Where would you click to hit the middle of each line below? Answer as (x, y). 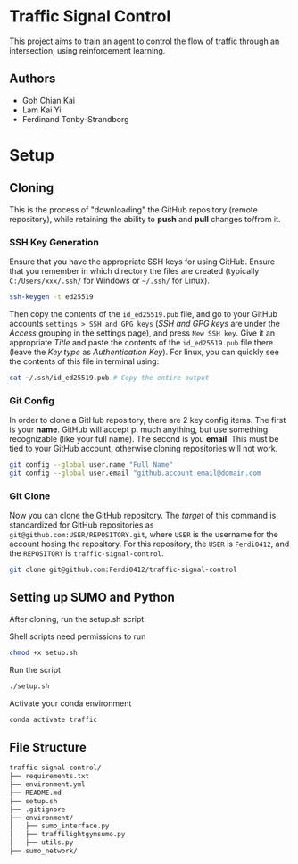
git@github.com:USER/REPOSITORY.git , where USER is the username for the (144, 535)
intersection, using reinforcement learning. (87, 50)
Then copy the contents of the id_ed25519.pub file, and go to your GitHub (144, 313)
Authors (33, 79)
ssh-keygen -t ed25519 (51, 297)
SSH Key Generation (54, 242)
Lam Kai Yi (41, 110)
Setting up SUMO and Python (92, 598)
